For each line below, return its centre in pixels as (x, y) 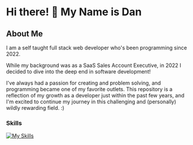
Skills (14, 123)
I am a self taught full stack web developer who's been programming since (96, 48)
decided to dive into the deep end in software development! (79, 72)
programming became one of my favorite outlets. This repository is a (89, 89)
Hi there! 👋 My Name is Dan (74, 12)
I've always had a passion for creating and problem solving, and (84, 83)
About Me (24, 34)
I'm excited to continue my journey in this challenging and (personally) (91, 102)
